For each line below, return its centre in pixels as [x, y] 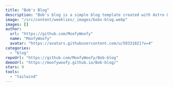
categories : [18, 48]
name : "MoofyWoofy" [31, 39]
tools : [12, 72]
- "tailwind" [24, 77]
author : [14, 29]
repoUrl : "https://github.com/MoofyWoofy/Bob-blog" [62, 58]
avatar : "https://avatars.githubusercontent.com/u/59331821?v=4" [82, 43]
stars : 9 [15, 67]
